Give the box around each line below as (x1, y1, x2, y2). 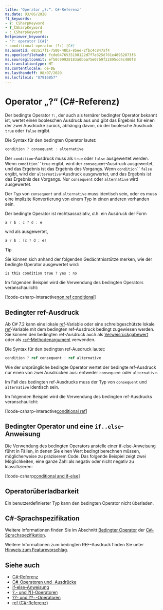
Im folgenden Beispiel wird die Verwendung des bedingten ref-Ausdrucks (5, 394, 152, 400)
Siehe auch (5, 561, 40, 569)
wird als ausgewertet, (5, 229, 49, 234)
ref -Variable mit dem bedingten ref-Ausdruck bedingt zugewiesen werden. (5, 326, 155, 332)
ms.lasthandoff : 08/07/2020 (5, 71, 62, 76)
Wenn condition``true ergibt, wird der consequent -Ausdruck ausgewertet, (5, 160, 154, 166)
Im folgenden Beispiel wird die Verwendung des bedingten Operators (5, 280, 144, 286)
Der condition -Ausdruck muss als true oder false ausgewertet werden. (5, 155, 149, 161)
